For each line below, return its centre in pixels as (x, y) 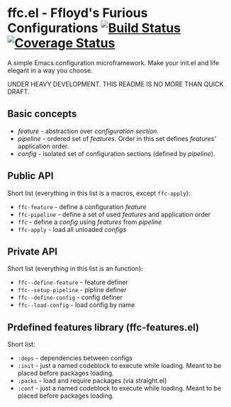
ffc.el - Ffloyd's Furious (78, 13)
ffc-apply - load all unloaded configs (72, 229)
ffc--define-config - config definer (70, 297)
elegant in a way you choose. (50, 70)
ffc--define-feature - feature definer (73, 282)
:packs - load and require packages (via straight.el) (92, 381)
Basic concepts (42, 114)
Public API (30, 176)
